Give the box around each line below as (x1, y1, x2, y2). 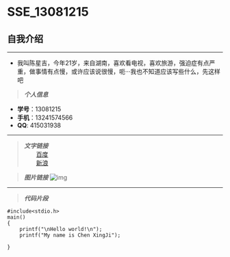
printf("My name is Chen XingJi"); (19, 232, 121, 239)
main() (7, 214, 26, 221)
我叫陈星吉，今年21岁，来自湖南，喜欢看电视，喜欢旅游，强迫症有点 (16, 59, 210, 67)
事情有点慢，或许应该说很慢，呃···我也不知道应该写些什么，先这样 (35, 68, 220, 75)
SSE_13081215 (7, 4, 89, 20)
